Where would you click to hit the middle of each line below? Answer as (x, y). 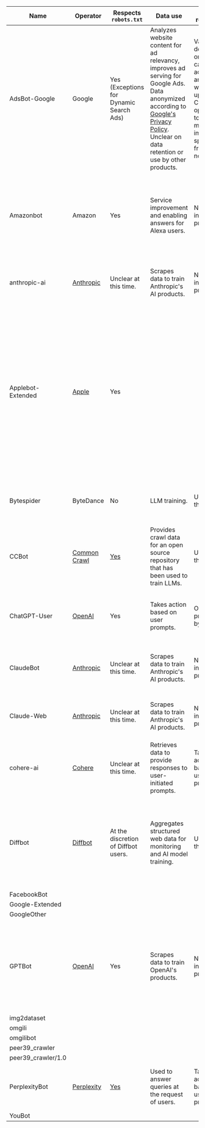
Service (161, 200)
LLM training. (169, 501)
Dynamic (122, 102)
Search (120, 110)
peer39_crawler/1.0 (38, 1057)
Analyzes (163, 30)
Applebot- (24, 388)
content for (166, 45)
